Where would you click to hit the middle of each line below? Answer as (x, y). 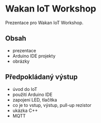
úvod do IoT (25, 89)
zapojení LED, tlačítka (35, 100)
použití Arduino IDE (32, 94)
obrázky (21, 61)
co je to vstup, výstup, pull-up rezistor (52, 105)
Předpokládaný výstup (41, 77)
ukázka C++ (25, 110)
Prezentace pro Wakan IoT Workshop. (44, 23)
